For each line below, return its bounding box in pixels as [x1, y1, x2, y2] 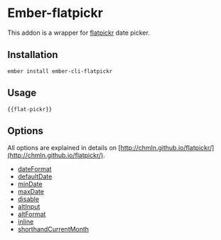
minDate [17, 180, 43, 188]
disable [17, 195, 40, 203]
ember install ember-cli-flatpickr [7, 67, 113, 75]
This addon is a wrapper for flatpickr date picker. [7, 28, 151, 37]
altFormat [17, 210, 46, 219]
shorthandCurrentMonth [17, 225, 90, 234]
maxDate [17, 188, 45, 196]
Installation [7, 49, 58, 61]
